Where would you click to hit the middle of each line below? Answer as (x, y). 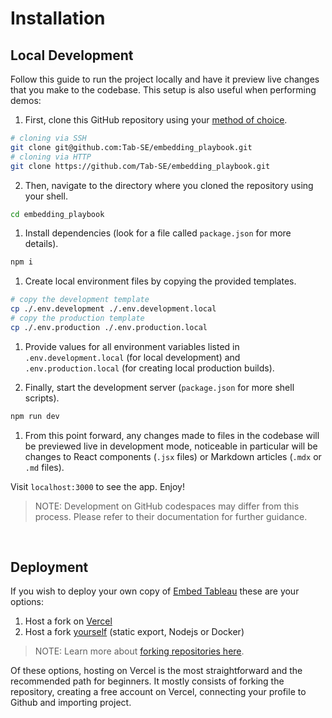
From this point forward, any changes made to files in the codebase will (172, 435)
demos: (26, 100)
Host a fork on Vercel (68, 621)
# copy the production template (77, 318)
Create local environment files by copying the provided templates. (160, 281)
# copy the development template (80, 300)
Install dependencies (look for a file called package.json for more (158, 233)
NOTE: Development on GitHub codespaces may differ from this (167, 506)
